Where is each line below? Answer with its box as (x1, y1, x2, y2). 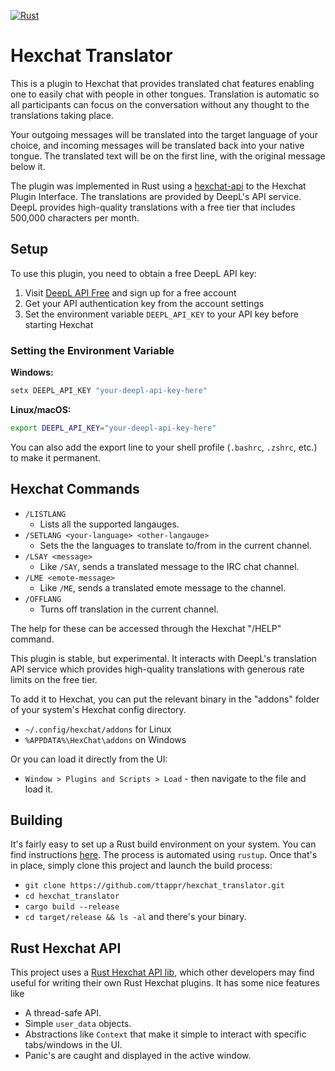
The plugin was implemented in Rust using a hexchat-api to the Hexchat (10, 180, 307, 192)
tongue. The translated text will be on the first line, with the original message (10, 150, 326, 162)
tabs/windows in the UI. (24, 1039, 123, 1051)
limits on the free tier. (10, 673, 98, 685)
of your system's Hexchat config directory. (10, 703, 187, 715)
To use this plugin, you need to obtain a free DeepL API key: (10, 267, 257, 279)
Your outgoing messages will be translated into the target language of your (10, 128, 318, 140)
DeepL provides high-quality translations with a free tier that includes (10, 201, 296, 213)
